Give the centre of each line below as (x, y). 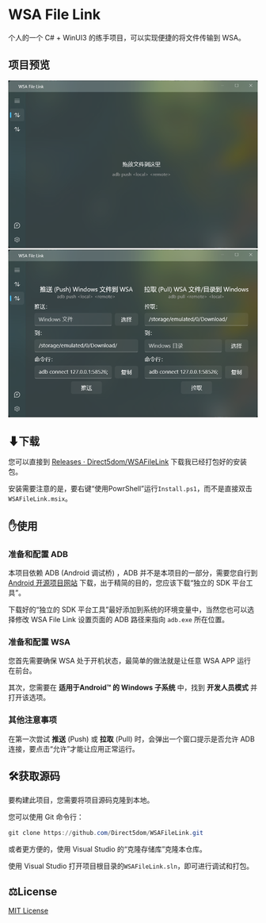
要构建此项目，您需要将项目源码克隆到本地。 (81, 800)
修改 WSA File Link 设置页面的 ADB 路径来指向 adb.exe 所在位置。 (122, 620)
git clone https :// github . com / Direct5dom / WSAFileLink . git (106, 833)
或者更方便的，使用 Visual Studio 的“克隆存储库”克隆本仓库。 (108, 849)
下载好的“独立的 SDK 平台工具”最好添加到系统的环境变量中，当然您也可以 (128, 610)
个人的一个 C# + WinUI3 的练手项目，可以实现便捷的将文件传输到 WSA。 (127, 37)
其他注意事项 (33, 720)
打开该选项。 (29, 698)
